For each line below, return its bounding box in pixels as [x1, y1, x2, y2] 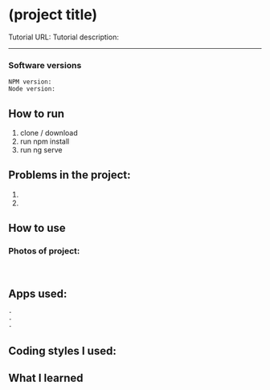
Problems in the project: [8, 169, 131, 182]
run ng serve [19, 145, 63, 155]
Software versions [8, 59, 82, 71]
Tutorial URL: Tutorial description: [8, 32, 119, 42]
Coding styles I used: [8, 343, 117, 358]
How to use [8, 221, 66, 235]
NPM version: [8, 78, 52, 86]
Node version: [8, 85, 56, 93]
